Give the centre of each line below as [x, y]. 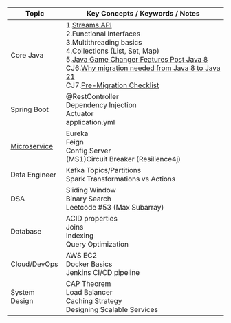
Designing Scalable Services [112, 310]
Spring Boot [30, 109]
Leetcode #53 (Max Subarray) [115, 207]
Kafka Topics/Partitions [103, 170]
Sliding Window [91, 190]
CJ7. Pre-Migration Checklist [112, 85]
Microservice [32, 146]
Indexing [80, 235]
